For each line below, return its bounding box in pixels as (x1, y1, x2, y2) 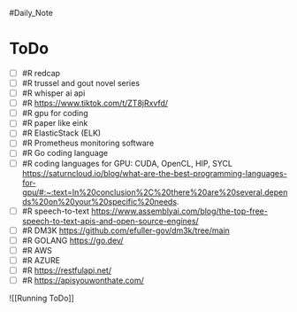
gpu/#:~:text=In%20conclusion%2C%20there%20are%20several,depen (21, 186, 288, 198)
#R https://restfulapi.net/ (21, 265, 112, 276)
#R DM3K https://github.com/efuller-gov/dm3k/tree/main (21, 225, 230, 236)
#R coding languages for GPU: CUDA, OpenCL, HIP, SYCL (21, 158, 232, 168)
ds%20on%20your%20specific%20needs (21, 196, 178, 207)
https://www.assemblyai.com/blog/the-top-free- (91, 206, 268, 216)
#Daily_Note (9, 8, 53, 18)
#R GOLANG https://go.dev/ (21, 235, 124, 246)
